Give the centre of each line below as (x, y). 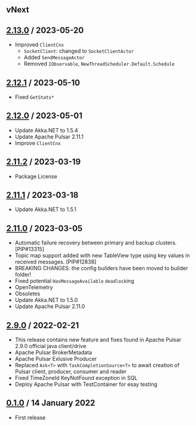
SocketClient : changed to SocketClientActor (79, 51)
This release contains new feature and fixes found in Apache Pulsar (98, 340)
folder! (23, 274)
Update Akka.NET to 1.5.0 (46, 300)
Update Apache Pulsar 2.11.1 (49, 137)
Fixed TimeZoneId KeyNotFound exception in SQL (76, 378)
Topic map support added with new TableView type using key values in (102, 256)
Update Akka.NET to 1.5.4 (46, 130)
